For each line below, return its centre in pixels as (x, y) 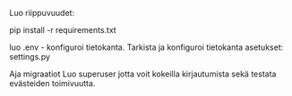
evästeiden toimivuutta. (52, 83)
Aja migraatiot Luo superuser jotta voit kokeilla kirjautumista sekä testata (143, 74)
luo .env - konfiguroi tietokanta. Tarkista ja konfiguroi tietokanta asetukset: (146, 47)
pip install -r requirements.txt (63, 30)
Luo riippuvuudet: (42, 13)
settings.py (30, 56)
